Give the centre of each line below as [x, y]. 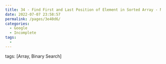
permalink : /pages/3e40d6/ [33, 19]
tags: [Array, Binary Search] [33, 56]
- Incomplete [23, 33]
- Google [19, 28]
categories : [17, 24]
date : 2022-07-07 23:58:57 [33, 14]
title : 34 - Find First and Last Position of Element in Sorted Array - [82, 10]
